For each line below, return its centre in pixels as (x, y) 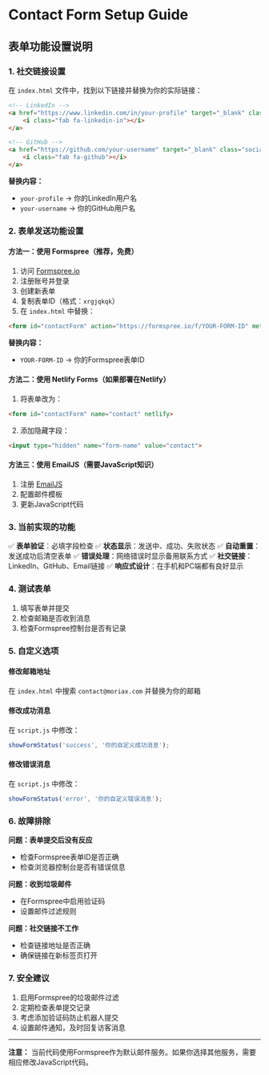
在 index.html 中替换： (58, 311)
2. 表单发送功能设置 (46, 230)
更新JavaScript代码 (52, 504)
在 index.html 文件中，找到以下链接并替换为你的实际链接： (105, 90)
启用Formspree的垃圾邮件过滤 (69, 997)
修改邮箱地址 (29, 671)
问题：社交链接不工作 (43, 928)
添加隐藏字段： (44, 430)
